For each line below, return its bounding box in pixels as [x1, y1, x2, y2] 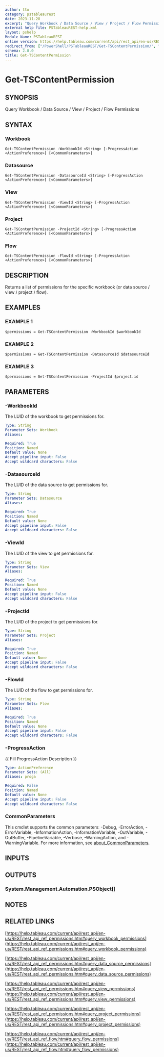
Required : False [5, 783, 38, 788]
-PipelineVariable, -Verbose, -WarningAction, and [26, 834, 126, 840]
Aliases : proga [5, 774, 36, 779]
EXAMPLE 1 [5, 318, 33, 325]
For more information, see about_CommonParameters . [41, 840, 150, 846]
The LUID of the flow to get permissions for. [5, 687, 93, 693]
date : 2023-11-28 [5, 16, 41, 21]
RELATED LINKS [5, 917, 55, 926]
